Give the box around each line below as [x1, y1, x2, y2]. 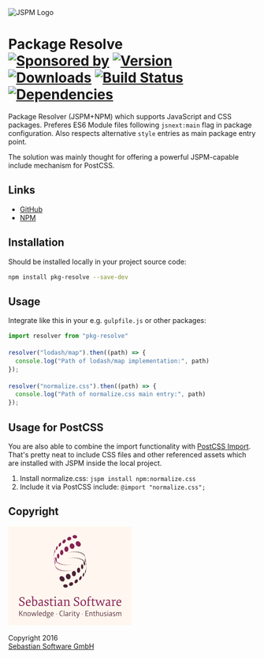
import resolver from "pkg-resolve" [8, 332, 128, 340]
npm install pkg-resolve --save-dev [8, 273, 128, 281]
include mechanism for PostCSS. [8, 160, 115, 170]
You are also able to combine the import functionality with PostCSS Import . [8, 442, 251, 451]
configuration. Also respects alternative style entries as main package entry [8, 128, 256, 137]
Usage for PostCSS [8, 420, 104, 434]
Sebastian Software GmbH [8, 641, 95, 651]
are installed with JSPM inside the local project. [8, 458, 162, 468]
